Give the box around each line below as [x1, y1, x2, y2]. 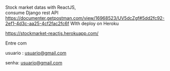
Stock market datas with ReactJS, [5, 5, 76, 10]
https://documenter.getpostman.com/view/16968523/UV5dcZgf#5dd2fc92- [5, 15, 165, 21]
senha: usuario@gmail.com [5, 60, 63, 65]
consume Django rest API [5, 10, 59, 16]
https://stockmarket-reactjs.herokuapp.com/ [5, 30, 99, 36]
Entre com [5, 40, 27, 46]
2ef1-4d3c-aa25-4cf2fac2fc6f [5, 20, 70, 26]
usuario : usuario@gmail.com [5, 50, 67, 56]
